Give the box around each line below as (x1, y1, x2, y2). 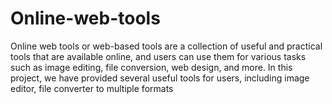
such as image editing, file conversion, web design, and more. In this (10, 61, 293, 73)
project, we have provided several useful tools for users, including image (10, 72, 310, 84)
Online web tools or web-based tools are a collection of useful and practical (10, 40, 323, 52)
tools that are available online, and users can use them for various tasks (10, 50, 307, 62)
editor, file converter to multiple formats (10, 82, 174, 94)
